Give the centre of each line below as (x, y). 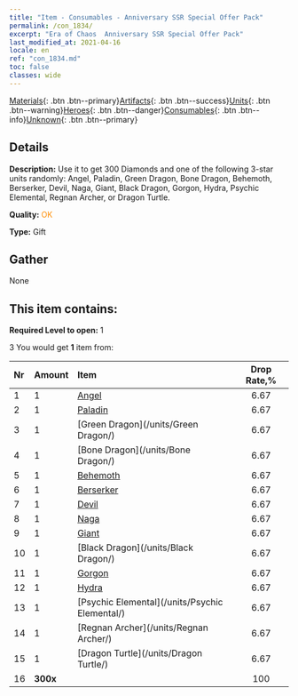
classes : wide (35, 76)
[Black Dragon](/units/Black (135, 548)
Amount (51, 375)
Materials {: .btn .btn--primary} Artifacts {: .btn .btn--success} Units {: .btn (140, 100)
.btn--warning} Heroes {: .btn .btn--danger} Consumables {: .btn (123, 110)
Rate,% (261, 380)
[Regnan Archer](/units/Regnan (142, 628)
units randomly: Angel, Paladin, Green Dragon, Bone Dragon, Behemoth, (141, 178)
